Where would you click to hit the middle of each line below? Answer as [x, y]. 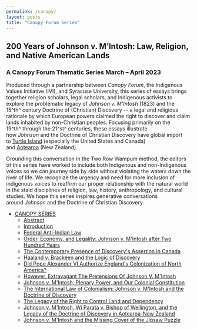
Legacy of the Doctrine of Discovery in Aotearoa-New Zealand [99, 314]
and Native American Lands [58, 56]
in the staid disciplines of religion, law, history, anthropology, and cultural [94, 190]
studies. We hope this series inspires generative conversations [82, 196]
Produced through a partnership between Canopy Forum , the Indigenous [94, 85]
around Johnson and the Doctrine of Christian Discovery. [75, 203]
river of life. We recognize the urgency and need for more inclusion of [91, 177]
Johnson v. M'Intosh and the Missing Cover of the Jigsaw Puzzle [102, 320]
